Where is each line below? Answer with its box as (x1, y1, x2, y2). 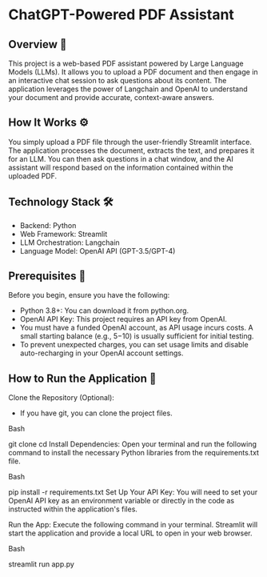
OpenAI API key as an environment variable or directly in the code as (8, 496, 234, 506)
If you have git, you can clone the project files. (19, 408, 173, 418)
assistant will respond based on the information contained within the (8, 162, 233, 172)
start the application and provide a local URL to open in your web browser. (8, 528, 253, 538)
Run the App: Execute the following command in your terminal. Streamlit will (8, 520, 258, 530)
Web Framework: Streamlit (19, 229, 108, 238)
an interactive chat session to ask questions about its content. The (8, 76, 227, 85)
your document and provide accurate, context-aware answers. (8, 93, 214, 102)
